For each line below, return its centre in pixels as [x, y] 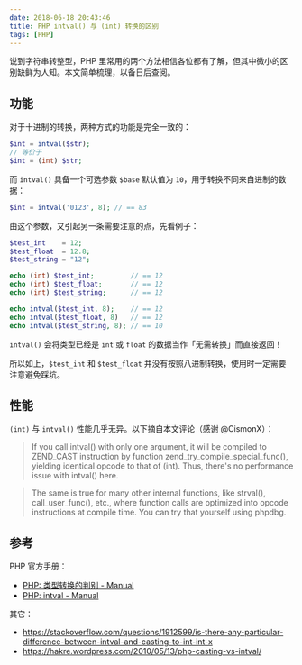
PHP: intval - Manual [60, 596]
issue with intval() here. [75, 476]
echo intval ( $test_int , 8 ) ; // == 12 [87, 309]
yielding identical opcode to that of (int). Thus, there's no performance [162, 466]
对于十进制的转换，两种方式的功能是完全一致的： [100, 127]
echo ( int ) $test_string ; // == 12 [87, 293]
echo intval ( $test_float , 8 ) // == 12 [87, 317]
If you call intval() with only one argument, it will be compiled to [149, 447]
